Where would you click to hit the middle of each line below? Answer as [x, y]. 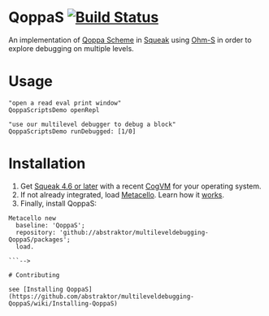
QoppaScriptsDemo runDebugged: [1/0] [72, 131]
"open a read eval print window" [65, 103]
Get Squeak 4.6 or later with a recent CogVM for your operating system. [141, 186]
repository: [36, 232]
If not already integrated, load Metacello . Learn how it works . [122, 194]
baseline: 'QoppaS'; [50, 225]
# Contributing [34, 275]
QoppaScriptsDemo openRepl [54, 110]
